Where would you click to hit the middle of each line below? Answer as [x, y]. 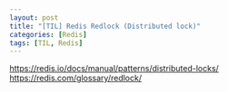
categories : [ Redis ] [49, 34]
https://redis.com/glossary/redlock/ [76, 78]
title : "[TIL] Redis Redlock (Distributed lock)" [105, 26]
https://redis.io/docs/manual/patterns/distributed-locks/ [114, 69]
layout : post [34, 18]
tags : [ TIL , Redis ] [46, 43]
